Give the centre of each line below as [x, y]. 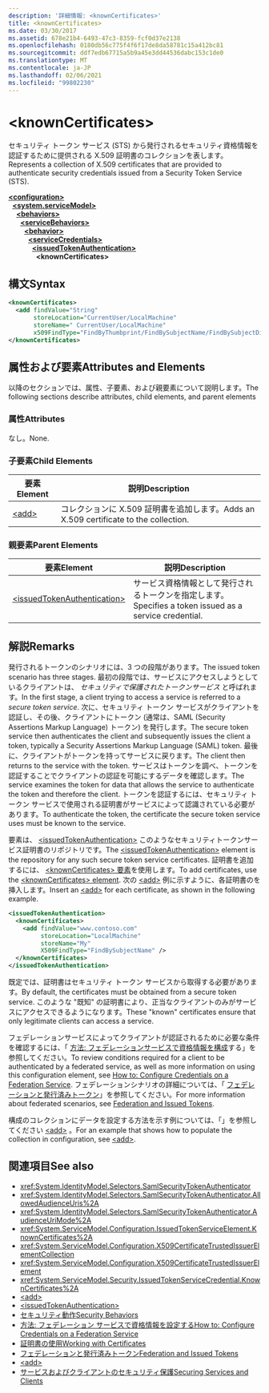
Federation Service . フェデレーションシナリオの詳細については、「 [117, 1085]
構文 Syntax [37, 284]
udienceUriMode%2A [56, 1220]
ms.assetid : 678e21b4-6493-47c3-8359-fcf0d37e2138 [94, 38]
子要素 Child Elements [51, 461]
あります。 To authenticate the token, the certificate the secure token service [134, 815]
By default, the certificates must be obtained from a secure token [129, 992]
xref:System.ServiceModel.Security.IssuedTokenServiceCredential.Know [140, 1279]
